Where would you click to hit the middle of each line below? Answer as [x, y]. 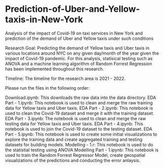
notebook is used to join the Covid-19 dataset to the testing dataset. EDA [79, 129]
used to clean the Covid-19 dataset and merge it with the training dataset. [80, 113]
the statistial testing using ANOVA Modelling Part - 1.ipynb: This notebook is [82, 150]
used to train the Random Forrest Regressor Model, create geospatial [75, 155]
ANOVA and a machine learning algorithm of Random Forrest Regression [79, 64]
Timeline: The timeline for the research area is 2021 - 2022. [65, 78]
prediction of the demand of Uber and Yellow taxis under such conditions [79, 38]
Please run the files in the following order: [47, 88]
